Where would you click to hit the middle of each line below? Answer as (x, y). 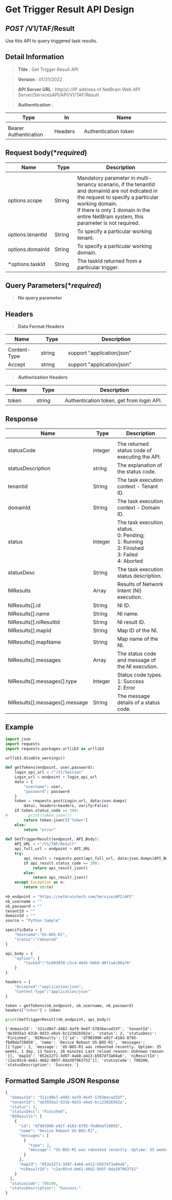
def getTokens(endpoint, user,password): (50, 768)
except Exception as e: (40, 883)
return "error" (40, 830)
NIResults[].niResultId (34, 622)
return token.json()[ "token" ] (56, 820)
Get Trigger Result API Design (70, 10)
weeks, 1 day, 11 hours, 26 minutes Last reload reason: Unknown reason (84, 1052)
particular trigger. (98, 267)
